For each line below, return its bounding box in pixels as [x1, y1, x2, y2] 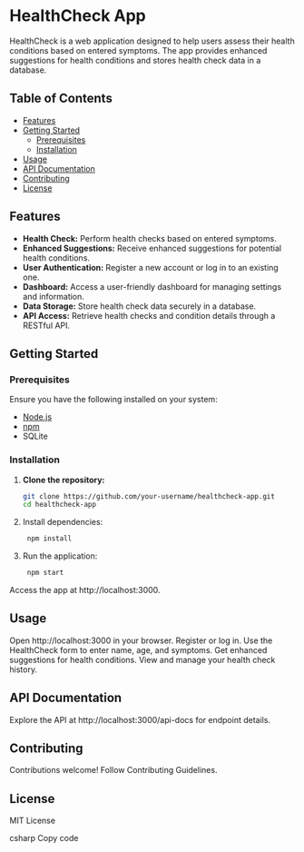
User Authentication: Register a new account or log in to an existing [22, 262, 279, 272]
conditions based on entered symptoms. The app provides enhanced [9, 45, 268, 55]
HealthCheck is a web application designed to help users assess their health [9, 35, 295, 46]
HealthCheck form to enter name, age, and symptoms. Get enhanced [9, 644, 268, 655]
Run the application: [22, 550, 98, 561]
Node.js [22, 411, 53, 422]
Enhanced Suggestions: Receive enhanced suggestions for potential [22, 243, 282, 253]
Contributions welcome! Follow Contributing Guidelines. [9, 765, 218, 776]
